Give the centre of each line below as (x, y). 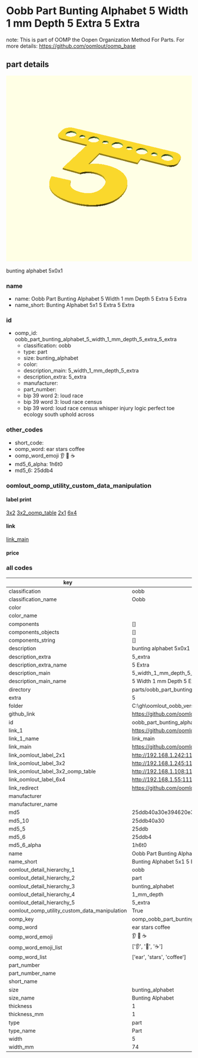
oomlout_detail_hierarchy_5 (42, 902)
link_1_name (24, 739)
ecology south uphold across (59, 414)
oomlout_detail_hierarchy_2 (42, 878)
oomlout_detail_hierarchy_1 (42, 870)
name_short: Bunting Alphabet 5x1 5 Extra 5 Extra (75, 305)
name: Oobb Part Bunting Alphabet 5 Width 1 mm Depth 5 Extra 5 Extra (101, 299)
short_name (23, 981)
